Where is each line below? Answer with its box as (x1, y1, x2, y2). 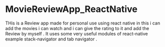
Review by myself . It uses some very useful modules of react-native (5, 30, 148, 36)
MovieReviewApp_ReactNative (5, 3, 138, 15)
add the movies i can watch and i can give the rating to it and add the (5, 25, 149, 31)
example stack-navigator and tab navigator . (5, 36, 98, 42)
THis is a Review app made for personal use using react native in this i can (5, 20, 160, 26)
